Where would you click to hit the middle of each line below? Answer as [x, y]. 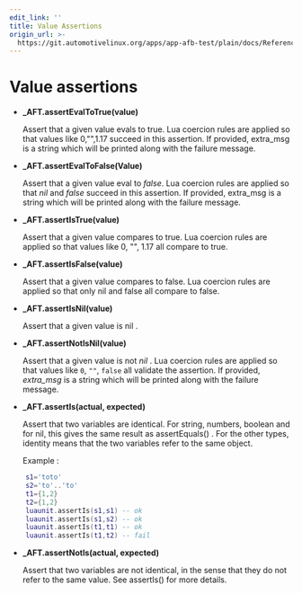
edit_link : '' [36, 18]
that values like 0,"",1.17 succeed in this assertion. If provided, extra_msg [156, 139]
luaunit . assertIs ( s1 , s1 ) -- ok [84, 510]
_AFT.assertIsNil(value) [67, 309]
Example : [41, 461]
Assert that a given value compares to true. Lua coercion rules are [145, 237]
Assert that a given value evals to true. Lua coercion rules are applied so [156, 129]
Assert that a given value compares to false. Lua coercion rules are [147, 282]
